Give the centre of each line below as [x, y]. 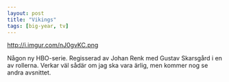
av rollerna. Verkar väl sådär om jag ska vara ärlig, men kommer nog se [108, 66]
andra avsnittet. [29, 73]
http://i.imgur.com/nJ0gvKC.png [53, 45]
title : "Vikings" [32, 20]
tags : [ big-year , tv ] [38, 26]
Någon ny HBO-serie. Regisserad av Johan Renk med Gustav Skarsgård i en [115, 58]
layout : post [26, 13]
